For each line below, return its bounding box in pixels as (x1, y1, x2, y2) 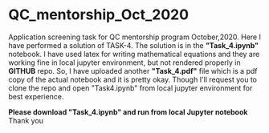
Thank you (8, 115, 44, 125)
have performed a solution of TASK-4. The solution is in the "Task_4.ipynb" (8, 40, 259, 50)
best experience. (8, 91, 64, 101)
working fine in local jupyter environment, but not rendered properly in (8, 58, 241, 67)
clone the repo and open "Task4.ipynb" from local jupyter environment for (8, 83, 253, 93)
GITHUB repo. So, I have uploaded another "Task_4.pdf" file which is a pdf (8, 66, 258, 75)
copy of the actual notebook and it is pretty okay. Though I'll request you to (8, 75, 257, 84)
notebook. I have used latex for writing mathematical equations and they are (8, 49, 260, 58)
